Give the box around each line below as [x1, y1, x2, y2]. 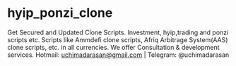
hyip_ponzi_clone [7, 5, 113, 21]
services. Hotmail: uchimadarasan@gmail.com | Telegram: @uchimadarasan [7, 51, 230, 59]
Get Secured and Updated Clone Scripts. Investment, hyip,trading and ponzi [7, 28, 229, 37]
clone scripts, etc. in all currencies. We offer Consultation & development [7, 43, 220, 51]
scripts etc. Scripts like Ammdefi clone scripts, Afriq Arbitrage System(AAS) [7, 35, 228, 44]
